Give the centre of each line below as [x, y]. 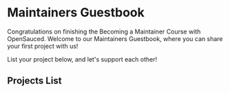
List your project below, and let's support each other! [82, 59]
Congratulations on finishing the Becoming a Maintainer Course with [104, 31]
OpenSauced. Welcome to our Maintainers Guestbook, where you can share [115, 38]
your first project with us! [43, 46]
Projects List [34, 81]
